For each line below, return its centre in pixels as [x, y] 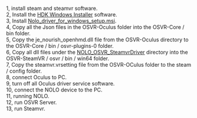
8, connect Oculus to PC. [36, 77]
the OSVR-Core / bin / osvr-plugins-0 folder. [60, 46]
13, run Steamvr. [26, 109]
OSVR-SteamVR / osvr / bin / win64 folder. [58, 58]
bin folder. [18, 34]
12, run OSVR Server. [32, 103]
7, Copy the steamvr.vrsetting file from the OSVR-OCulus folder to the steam [99, 65]
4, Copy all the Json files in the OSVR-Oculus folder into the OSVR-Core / [95, 27]
